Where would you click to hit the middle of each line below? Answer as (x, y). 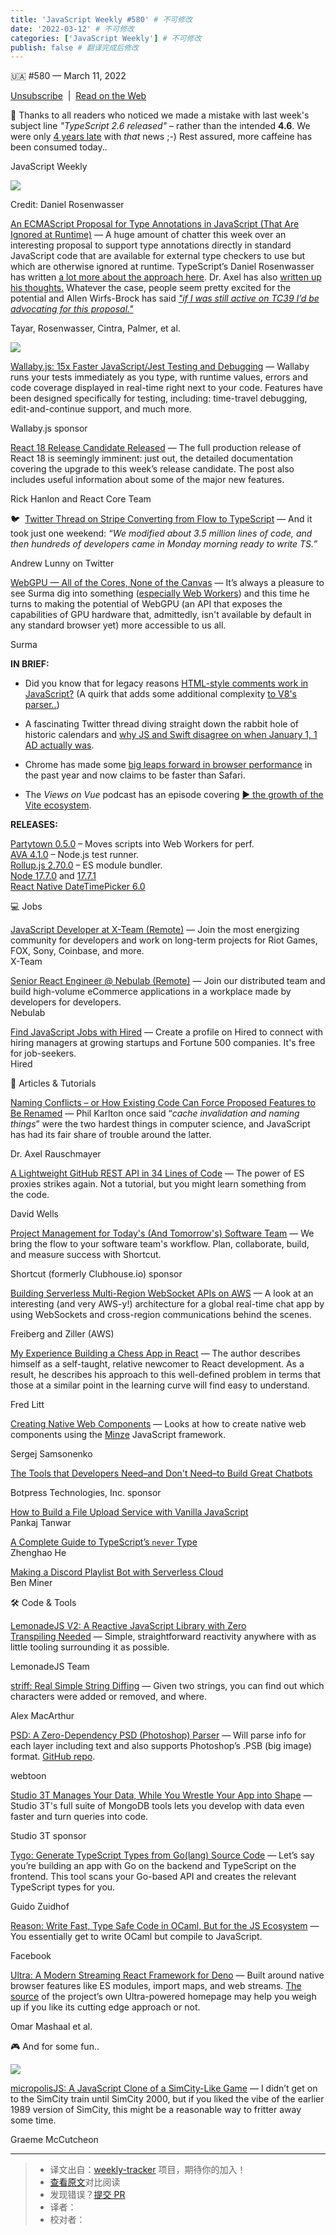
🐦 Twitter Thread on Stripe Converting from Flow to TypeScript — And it (161, 519)
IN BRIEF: (30, 664)
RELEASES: (34, 825)
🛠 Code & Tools (43, 1603)
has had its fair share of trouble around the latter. (111, 1135)
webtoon (28, 1776)
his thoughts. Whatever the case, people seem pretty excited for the (151, 288)
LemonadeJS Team (50, 1667)
